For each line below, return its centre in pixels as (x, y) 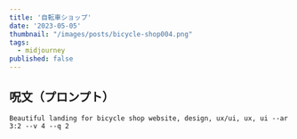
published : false (41, 59)
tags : (19, 42)
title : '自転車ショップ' (50, 17)
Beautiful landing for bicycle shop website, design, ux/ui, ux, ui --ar (149, 118)
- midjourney (41, 51)
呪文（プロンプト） (62, 98)
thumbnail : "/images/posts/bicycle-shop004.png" (101, 34)
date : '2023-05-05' (45, 26)
